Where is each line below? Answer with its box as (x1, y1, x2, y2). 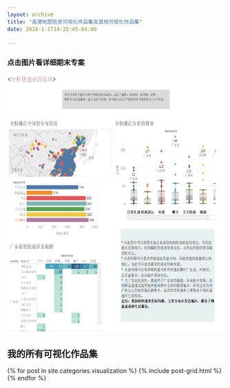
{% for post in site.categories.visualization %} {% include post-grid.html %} (7, 367, 222, 375)
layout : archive (7, 11, 54, 18)
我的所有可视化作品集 (7, 348, 98, 360)
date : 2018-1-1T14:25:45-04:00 (7, 25, 97, 32)
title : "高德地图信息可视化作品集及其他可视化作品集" (7, 18, 143, 25)
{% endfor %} (7, 374, 47, 382)
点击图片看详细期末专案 (7, 58, 85, 68)
